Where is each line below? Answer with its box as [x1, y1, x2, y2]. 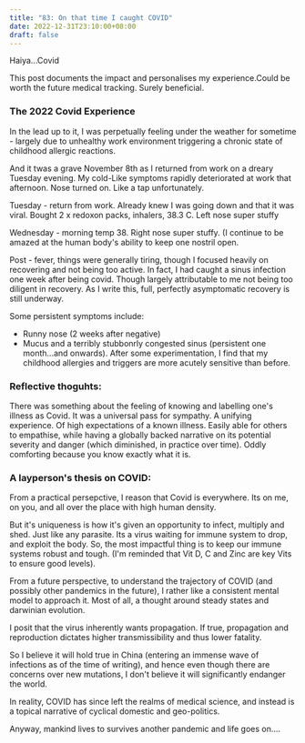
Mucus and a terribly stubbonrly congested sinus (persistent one [22, 337, 267, 348]
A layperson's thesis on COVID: [9, 471, 152, 484]
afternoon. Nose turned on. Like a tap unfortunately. [9, 182, 205, 193]
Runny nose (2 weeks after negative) [22, 328, 161, 339]
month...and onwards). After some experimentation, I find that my [22, 347, 269, 358]
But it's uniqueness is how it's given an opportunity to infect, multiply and [9, 519, 285, 530]
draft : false [9, 30, 59, 39]
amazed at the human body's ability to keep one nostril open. [9, 236, 239, 247]
